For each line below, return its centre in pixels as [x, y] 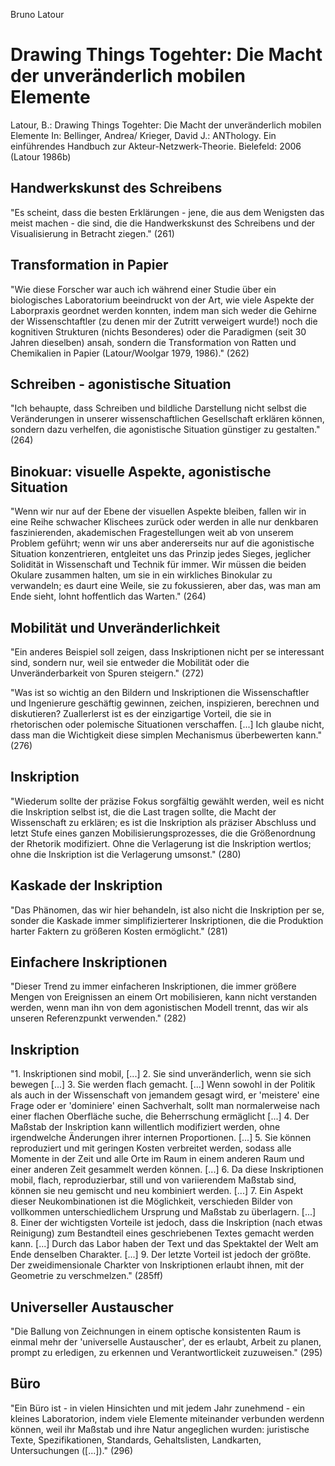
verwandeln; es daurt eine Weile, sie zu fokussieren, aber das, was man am [166, 586]
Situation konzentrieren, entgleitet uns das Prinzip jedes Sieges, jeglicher [161, 554]
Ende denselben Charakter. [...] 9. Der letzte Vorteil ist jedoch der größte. [161, 1255]
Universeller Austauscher [92, 1307]
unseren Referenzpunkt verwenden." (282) [98, 1018]
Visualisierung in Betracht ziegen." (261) [92, 233]
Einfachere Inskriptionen [89, 962]
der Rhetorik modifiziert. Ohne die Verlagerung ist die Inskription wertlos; [161, 843]
